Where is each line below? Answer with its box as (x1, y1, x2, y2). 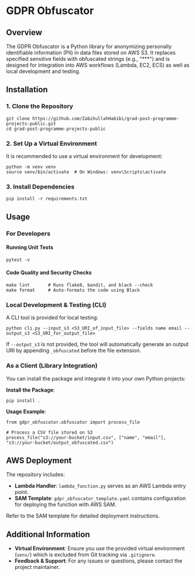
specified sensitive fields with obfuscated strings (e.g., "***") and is (6, 56, 170, 62)
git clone (6, 115, 30, 121)
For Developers (6, 229, 51, 238)
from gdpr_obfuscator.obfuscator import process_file (6, 419, 141, 425)
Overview (6, 28, 43, 37)
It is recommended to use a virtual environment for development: (6, 152, 163, 159)
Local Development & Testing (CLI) (6, 300, 107, 308)
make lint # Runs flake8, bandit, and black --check (6, 282, 153, 288)
